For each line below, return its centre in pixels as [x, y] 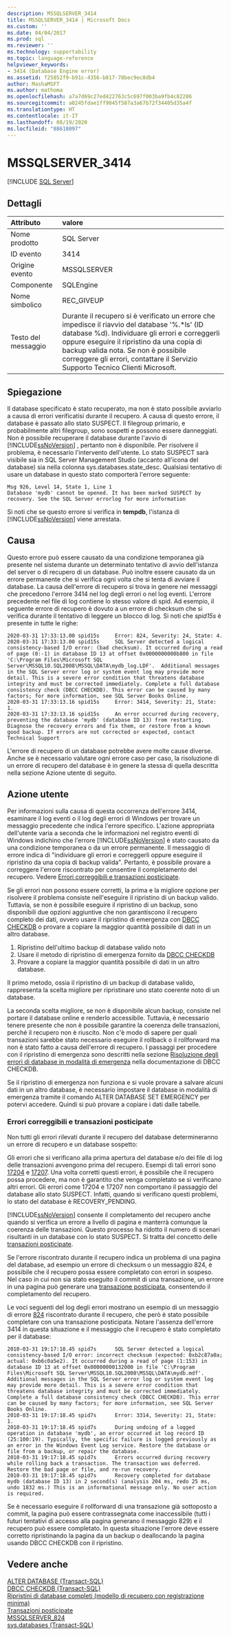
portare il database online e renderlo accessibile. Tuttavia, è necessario [108, 1018]
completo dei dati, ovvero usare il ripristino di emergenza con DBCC [103, 919]
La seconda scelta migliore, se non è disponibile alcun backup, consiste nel [114, 1010]
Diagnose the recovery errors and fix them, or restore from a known [109, 726]
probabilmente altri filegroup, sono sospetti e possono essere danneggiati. [113, 430]
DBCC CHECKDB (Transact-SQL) [54, 1588]
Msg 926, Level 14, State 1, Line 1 [59, 487]
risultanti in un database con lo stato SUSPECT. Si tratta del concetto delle [112, 1236]
